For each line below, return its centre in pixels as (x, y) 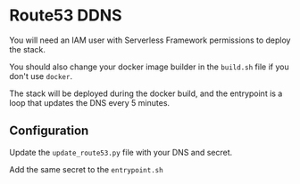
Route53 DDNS (66, 16)
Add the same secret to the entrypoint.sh (86, 169)
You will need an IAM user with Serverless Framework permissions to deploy (150, 40)
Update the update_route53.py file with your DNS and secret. (121, 152)
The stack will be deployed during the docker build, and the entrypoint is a (146, 93)
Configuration (49, 131)
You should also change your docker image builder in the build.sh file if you (149, 67)
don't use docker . (41, 76)
